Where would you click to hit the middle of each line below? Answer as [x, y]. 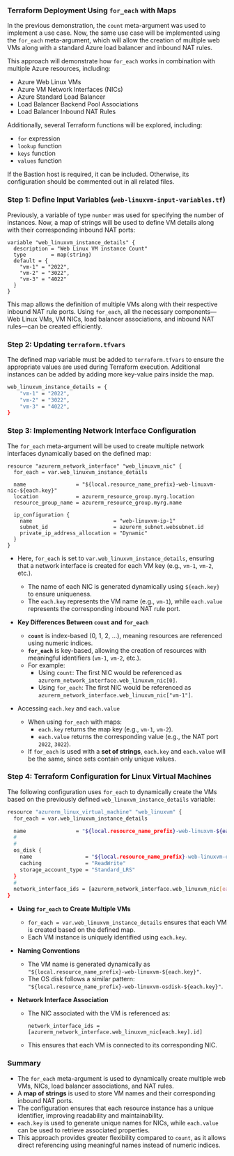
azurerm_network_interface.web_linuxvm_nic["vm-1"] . [116, 695]
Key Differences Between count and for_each [83, 622]
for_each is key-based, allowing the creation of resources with [117, 650]
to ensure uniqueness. [60, 594]
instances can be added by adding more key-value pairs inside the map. [111, 374]
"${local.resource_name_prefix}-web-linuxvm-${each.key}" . [115, 972]
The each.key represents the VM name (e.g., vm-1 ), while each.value [125, 601]
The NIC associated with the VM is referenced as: [99, 1013]
